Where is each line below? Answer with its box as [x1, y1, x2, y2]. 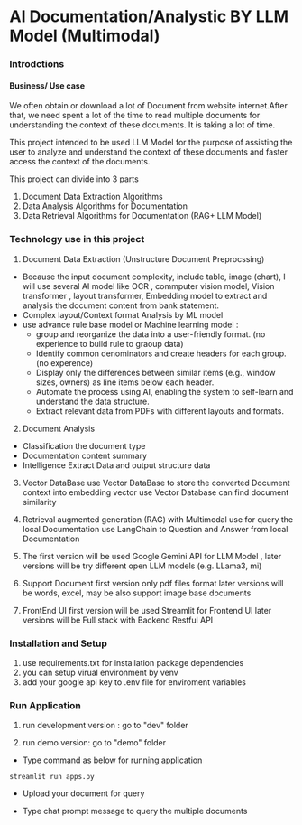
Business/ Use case [9, 80, 86, 91]
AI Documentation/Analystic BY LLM [9, 6, 288, 27]
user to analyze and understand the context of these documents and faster [9, 146, 288, 157]
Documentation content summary [22, 450, 147, 461]
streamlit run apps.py [9, 773, 95, 782]
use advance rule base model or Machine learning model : [22, 319, 239, 330]
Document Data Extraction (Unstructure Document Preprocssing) [22, 253, 265, 264]
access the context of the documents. [9, 156, 151, 167]
